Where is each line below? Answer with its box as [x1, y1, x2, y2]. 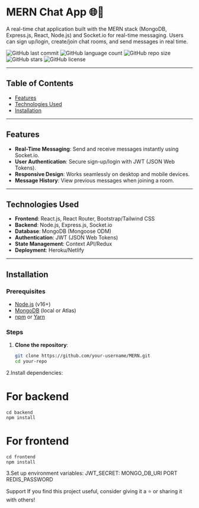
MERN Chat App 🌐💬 [6, 5, 105, 19]
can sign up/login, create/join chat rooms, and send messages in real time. [6, 38, 188, 45]
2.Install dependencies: [6, 369, 63, 376]
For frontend [6, 434, 69, 448]
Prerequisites [6, 287, 46, 295]
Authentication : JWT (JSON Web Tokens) [14, 234, 118, 241]
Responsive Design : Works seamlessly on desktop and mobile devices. [14, 170, 190, 177]
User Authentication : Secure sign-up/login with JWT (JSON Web [14, 158, 175, 165]
